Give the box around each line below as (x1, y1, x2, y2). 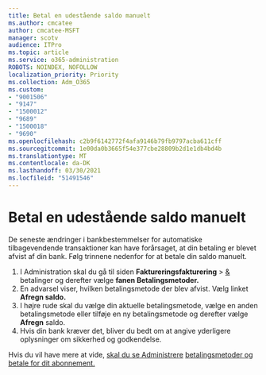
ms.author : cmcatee (8, 19, 73, 27)
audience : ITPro (8, 41, 62, 49)
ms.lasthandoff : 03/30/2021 (8, 167, 102, 175)
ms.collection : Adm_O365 (8, 78, 91, 86)
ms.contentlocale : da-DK (8, 160, 91, 168)
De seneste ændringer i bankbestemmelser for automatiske (8, 234, 202, 244)
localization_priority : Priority (8, 71, 119, 79)
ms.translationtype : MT (8, 152, 87, 160)
